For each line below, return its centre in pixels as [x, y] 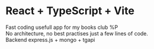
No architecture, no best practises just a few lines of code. [77, 33]
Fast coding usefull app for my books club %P [62, 27]
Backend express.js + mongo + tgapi [50, 40]
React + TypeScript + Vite [70, 11]
